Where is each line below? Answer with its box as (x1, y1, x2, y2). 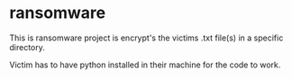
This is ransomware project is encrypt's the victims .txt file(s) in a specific (9, 32, 284, 43)
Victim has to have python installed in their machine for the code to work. (9, 59, 281, 70)
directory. (9, 41, 45, 52)
